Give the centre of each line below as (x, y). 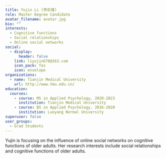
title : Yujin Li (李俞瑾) (31, 10)
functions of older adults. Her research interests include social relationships (83, 145)
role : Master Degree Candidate (38, 14)
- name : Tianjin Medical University (48, 79)
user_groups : (19, 121)
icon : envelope (30, 70)
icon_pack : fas (30, 65)
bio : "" (13, 24)
